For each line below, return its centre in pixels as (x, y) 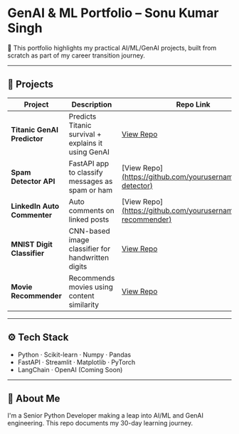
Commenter (32, 215)
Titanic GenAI (35, 129)
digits (78, 266)
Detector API (33, 181)
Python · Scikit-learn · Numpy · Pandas (74, 354)
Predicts (83, 116)
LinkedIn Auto (35, 206)
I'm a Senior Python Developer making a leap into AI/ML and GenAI (106, 416)
